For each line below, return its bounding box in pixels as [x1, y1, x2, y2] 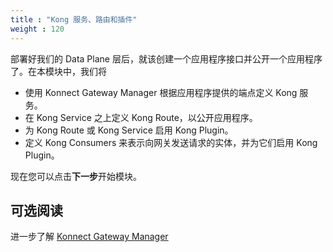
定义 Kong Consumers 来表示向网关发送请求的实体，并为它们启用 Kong [24, 136, 318, 148]
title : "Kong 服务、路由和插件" [10, 14, 138, 25]
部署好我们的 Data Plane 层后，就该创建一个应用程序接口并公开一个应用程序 [10, 52, 323, 65]
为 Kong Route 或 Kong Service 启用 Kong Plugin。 [24, 124, 234, 136]
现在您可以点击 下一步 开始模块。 [10, 170, 142, 182]
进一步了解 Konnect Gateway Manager [10, 231, 169, 243]
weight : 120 [10, 24, 65, 34]
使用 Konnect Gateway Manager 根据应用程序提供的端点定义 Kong [24, 86, 298, 98]
